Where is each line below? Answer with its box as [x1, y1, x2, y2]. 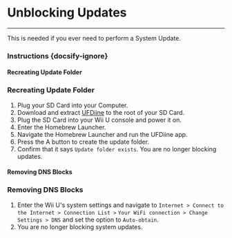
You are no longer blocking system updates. [17, 222, 143, 231]
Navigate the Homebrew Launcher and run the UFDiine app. [17, 130, 188, 138]
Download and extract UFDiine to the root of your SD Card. [17, 108, 185, 116]
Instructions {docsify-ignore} [7, 51, 108, 61]
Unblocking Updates [7, 5, 127, 21]
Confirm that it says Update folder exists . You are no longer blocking [17, 144, 217, 153]
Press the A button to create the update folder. [17, 138, 150, 146]
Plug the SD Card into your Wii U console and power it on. [17, 116, 182, 124]
